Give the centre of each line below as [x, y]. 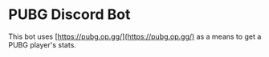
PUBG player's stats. [42, 44]
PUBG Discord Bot [69, 15]
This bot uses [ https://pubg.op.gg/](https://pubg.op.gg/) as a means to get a [135, 36]
